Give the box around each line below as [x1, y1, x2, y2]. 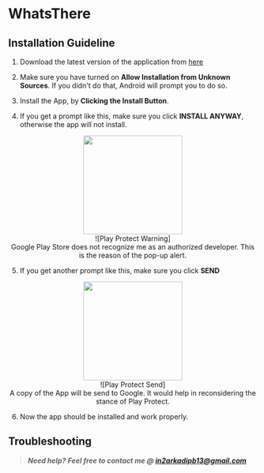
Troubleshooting [8, 435, 92, 449]
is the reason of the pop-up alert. [78, 250, 187, 260]
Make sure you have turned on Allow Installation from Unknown [19, 73, 231, 81]
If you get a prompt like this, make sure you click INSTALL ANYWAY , [19, 111, 244, 121]
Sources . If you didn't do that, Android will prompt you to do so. [19, 81, 228, 90]
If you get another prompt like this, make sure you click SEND [19, 266, 220, 275]
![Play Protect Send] [100, 380, 166, 389]
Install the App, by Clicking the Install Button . [19, 96, 169, 105]
